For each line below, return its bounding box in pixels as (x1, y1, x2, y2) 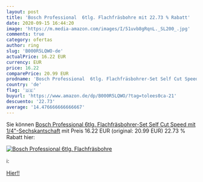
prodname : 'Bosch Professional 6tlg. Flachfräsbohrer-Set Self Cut (6, 76, 182, 82)
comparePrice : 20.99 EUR (6, 71, 69, 77)
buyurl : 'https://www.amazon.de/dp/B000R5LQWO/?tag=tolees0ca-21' (6, 93, 177, 99)
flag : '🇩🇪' (6, 87, 36, 93)
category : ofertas (6, 37, 53, 43)
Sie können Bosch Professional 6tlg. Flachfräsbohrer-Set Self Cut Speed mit (6, 121, 196, 128)
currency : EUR (6, 59, 42, 65)
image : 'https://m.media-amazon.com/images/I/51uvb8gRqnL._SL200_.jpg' (6, 25, 190, 32)
